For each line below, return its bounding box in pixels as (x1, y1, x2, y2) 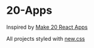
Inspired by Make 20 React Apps (6, 23, 88, 31)
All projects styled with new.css (6, 35, 86, 42)
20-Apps (6, 4, 53, 17)
